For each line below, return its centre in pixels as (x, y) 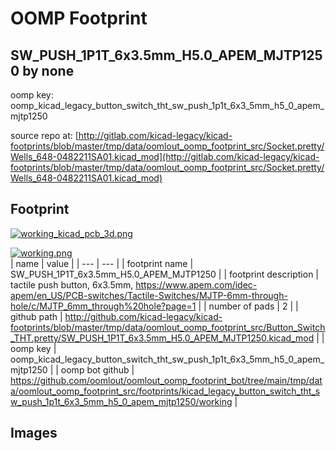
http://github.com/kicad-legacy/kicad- (143, 316)
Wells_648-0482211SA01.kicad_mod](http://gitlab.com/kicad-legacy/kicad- (165, 156)
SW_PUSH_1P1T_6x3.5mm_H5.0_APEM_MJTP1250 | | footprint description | (165, 274)
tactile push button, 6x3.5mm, (72, 284)
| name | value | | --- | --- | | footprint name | (102, 263)
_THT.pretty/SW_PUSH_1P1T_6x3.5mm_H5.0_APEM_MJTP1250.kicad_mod (162, 338)
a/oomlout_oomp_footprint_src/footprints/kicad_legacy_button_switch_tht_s (165, 391)
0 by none (42, 70)
